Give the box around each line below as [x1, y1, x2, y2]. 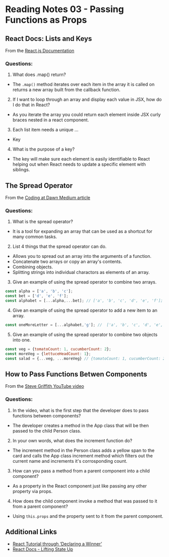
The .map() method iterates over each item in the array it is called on [12, 82, 155, 88]
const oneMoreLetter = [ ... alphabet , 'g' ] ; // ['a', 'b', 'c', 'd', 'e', [5, 322, 163, 328]
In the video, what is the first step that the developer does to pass [12, 407, 149, 413]
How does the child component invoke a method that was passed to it [12, 498, 157, 504]
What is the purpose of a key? [12, 146, 75, 152]
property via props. [12, 488, 53, 494]
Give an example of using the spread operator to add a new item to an [12, 307, 157, 313]
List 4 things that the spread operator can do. [12, 243, 107, 250]
